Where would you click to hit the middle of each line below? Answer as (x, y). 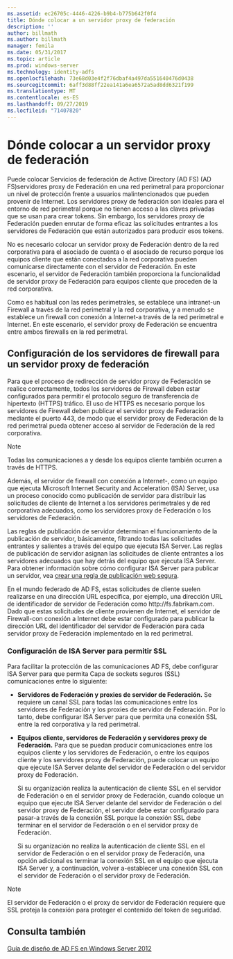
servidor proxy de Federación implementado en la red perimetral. (100, 633)
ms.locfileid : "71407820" (44, 111)
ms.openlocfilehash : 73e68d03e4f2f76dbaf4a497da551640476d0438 (101, 78)
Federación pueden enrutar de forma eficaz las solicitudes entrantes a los (113, 223)
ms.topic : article (34, 59)
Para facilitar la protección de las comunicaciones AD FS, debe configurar (113, 666)
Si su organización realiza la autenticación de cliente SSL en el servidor (119, 788)
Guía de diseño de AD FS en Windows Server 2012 (79, 948)
